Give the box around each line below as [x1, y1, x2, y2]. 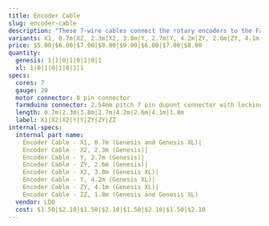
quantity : [8, 49, 42, 57]
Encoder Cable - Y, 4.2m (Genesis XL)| [22, 176, 156, 184]
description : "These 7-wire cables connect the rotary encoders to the [8, 26, 252, 34]
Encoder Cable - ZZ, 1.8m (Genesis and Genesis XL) [22, 190, 199, 199]
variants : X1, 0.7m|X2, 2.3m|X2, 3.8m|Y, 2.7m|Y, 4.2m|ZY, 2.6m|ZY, [8, 34, 242, 42]
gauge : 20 [15, 86, 48, 95]
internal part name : [15, 131, 84, 139]
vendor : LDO [15, 198, 56, 206]
